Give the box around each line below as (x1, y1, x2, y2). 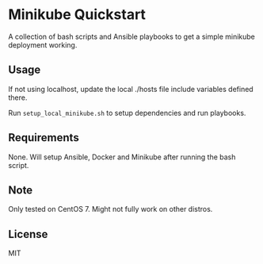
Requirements (8, 131, 79, 144)
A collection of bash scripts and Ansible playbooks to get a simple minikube (8, 32, 256, 41)
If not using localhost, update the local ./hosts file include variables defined (8, 84, 253, 94)
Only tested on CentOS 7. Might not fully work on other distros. (8, 205, 213, 214)
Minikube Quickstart (8, 6, 147, 24)
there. (8, 93, 28, 102)
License (8, 228, 48, 241)
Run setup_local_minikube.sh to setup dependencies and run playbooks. (8, 108, 246, 117)
